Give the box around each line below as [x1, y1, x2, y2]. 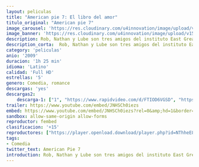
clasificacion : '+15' [6, 124, 60, 130]
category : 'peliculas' [6, 47, 62, 53]
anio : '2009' [6, 53, 38, 59]
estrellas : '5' [6, 75, 44, 81]
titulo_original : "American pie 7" [6, 20, 94, 25]
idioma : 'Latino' [6, 63, 49, 70]
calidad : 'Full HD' [6, 69, 54, 75]
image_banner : [6, 31, 41, 37]
